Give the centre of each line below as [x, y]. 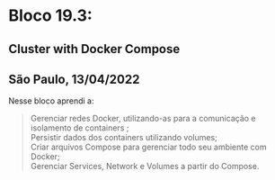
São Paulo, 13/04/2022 [74, 79]
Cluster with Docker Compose [94, 49]
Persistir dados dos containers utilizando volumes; [124, 138]
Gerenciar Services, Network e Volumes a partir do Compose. [145, 166]
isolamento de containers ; [80, 128]
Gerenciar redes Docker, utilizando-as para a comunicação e [143, 119]
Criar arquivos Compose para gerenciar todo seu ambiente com [148, 147]
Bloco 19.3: [51, 16]
